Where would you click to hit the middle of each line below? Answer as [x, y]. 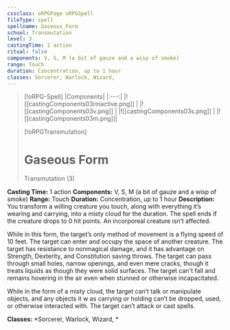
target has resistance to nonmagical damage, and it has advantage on [106, 249]
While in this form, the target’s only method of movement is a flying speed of [115, 235]
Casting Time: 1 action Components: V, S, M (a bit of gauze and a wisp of [112, 192]
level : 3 [20, 39]
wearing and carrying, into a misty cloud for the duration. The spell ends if [112, 214]
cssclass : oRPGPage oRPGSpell [50, 13]
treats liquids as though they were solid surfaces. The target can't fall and [112, 271]
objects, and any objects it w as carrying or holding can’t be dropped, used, [114, 298]
